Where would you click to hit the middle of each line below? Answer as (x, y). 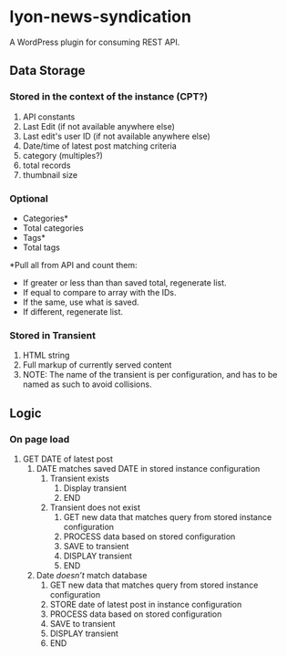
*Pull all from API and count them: (74, 265)
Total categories (53, 228)
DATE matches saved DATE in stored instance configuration (148, 468)
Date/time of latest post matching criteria (99, 146)
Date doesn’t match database (92, 575)
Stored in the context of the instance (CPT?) (108, 97)
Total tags (41, 247)
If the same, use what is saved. (81, 302)
